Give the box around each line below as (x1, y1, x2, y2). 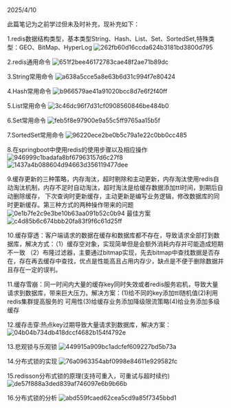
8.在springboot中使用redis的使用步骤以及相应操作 (7, 146, 148, 153)
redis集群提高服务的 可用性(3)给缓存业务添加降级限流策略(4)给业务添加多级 (7, 297, 220, 305)
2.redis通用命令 (7, 58, 52, 66)
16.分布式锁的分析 (7, 394, 57, 402)
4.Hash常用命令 (7, 87, 52, 95)
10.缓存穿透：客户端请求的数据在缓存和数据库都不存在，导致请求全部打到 (7, 231, 214, 239)
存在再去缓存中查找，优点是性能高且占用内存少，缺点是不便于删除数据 (19, 257, 218, 265)
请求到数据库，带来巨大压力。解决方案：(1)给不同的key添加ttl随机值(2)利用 (7, 289, 219, 297)
